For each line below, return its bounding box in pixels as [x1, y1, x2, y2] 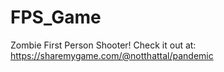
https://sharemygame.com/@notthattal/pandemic [10, 49, 214, 61]
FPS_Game [10, 6, 102, 29]
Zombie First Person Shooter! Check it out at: [10, 39, 197, 51]
